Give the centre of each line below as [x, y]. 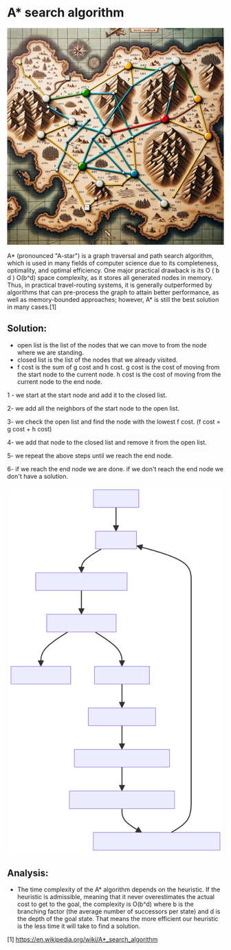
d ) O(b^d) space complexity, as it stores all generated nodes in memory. [110, 277]
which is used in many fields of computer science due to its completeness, [113, 263]
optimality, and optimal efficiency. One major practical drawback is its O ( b [113, 270]
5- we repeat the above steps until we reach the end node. [90, 455]
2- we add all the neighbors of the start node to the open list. [93, 408]
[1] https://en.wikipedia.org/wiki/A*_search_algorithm [82, 940]
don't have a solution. [38, 476]
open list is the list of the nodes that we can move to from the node [112, 345]
